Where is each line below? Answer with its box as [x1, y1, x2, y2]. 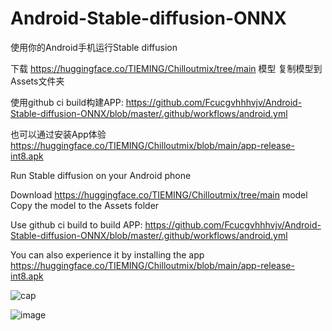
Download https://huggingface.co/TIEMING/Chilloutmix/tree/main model [10, 188, 308, 201]
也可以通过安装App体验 [10, 128, 107, 140]
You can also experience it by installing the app [10, 248, 205, 261]
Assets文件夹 [10, 75, 65, 87]
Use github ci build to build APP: [10, 218, 143, 231]
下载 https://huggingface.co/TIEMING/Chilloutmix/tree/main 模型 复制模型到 [10, 62, 323, 74]
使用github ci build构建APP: [10, 96, 124, 108]
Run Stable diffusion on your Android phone [10, 169, 192, 181]
